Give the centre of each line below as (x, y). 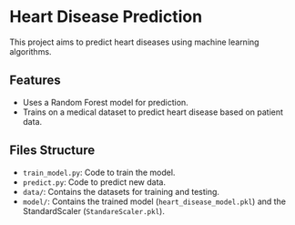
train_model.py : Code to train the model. (99, 172)
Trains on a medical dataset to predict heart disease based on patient (153, 112)
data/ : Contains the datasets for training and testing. (121, 191)
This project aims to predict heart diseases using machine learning (134, 42)
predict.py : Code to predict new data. (94, 182)
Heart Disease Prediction (106, 17)
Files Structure (52, 151)
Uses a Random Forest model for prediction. (105, 102)
